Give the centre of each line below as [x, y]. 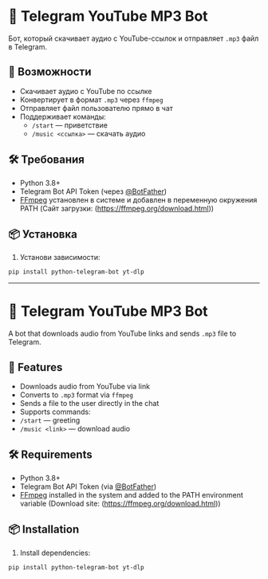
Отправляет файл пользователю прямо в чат [97, 108]
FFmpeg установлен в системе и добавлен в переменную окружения [138, 199]
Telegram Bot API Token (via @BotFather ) [88, 486]
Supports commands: [55, 412]
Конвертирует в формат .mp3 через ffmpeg [91, 100]
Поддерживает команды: [63, 116]
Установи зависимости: [60, 258]
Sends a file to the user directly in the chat [89, 403]
